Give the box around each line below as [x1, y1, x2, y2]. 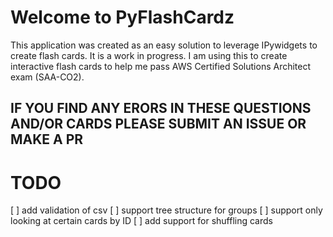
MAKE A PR [10, 131, 84, 148]
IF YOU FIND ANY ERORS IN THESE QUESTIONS [10, 100, 312, 117]
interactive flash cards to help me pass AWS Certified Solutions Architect [10, 60, 312, 72]
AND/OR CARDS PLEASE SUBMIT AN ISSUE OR [10, 116, 307, 133]
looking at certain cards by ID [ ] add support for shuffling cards [10, 215, 273, 227]
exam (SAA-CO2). [10, 71, 85, 83]
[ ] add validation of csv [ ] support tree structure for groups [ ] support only [10, 204, 323, 216]
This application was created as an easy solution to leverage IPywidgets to [10, 39, 318, 51]
